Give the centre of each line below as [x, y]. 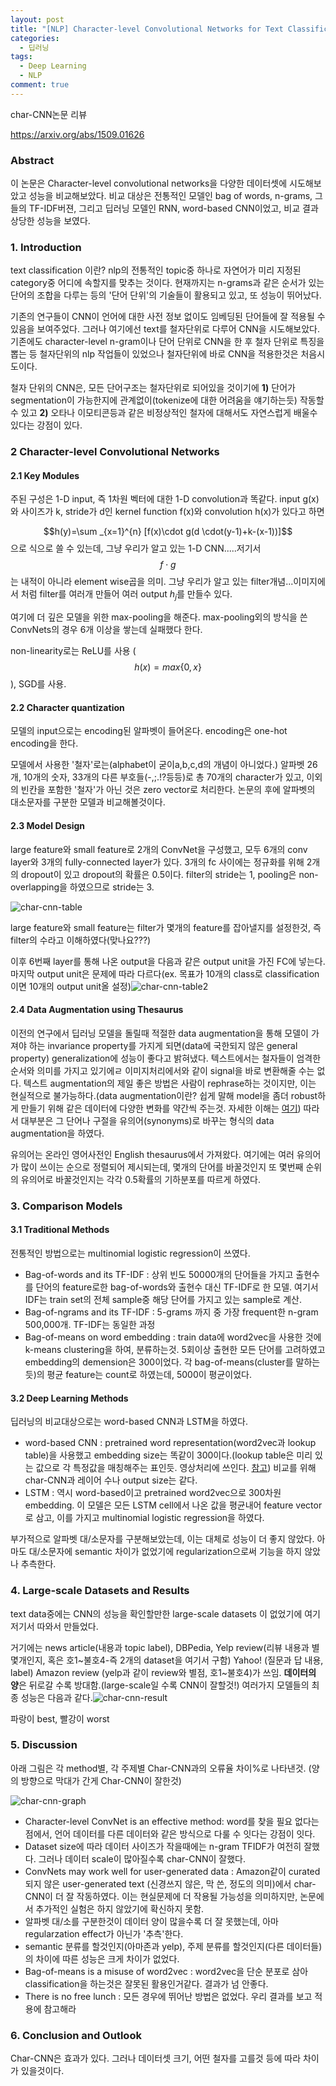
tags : [21, 57]
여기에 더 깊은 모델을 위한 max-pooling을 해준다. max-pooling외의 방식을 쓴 [159, 617]
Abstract [32, 160]
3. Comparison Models [66, 1206]
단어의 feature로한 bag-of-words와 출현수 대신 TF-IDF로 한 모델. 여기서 [177, 1287]
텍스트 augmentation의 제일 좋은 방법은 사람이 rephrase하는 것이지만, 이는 [170, 1083]
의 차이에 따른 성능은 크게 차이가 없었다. [102, 1958]
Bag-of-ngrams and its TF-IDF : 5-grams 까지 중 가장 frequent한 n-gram [171, 1312]
